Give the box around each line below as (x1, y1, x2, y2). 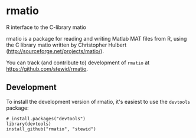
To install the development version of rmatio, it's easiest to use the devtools (6, 98, 191, 105)
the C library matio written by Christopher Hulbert (6, 41, 127, 48)
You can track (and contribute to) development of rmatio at (6, 59, 150, 66)
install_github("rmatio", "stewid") (6, 126, 96, 132)
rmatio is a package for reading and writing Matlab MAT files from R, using (6, 35, 187, 42)
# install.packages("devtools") (6, 116, 86, 121)
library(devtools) (6, 121, 51, 127)
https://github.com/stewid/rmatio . (6, 65, 89, 72)
